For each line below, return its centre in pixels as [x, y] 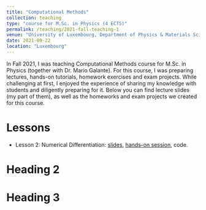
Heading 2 [33, 169]
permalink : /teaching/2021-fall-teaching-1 [63, 29]
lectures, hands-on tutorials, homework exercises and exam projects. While [102, 77]
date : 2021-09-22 [29, 41]
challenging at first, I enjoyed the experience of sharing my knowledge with [101, 83]
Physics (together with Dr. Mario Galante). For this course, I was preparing [100, 70]
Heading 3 [33, 198]
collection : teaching [34, 18]
